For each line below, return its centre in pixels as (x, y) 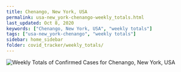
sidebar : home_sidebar (35, 40)
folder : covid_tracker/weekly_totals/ (55, 46)
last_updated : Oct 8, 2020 (40, 23)
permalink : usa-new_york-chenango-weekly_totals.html (75, 17)
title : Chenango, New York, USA (47, 12)
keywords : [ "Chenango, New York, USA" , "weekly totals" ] (79, 28)
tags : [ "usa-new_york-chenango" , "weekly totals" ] (71, 34)
